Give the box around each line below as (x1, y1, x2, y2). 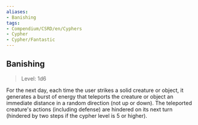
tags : (6, 20, 20, 26)
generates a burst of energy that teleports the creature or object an (6, 93, 174, 100)
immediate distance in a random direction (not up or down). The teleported (6, 99, 192, 106)
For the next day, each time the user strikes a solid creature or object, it (6, 87, 184, 94)
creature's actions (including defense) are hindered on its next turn (6, 106, 173, 113)
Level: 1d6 (21, 75, 46, 82)
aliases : (6, 8, 28, 15)
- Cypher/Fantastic (6, 37, 56, 43)
